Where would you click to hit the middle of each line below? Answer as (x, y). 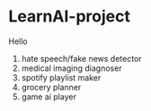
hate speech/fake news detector (81, 58)
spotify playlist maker (61, 77)
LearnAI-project (70, 17)
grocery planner (51, 87)
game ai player (49, 97)
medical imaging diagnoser (71, 68)
